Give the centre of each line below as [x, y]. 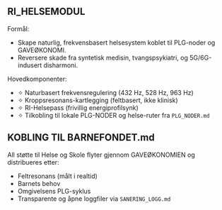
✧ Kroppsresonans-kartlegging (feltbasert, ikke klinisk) [98, 100]
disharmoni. [61, 65]
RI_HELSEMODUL [46, 12]
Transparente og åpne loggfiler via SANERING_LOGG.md [94, 199]
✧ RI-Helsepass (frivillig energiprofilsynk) [78, 107]
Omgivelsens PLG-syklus [54, 191]
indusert [30, 65]
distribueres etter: [33, 162]
